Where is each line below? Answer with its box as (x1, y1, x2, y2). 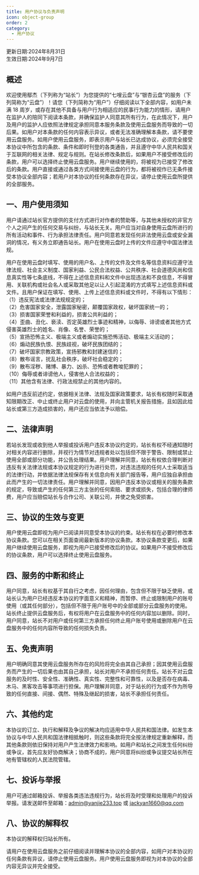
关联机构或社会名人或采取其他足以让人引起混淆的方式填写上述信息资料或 (16, 281, 193, 288)
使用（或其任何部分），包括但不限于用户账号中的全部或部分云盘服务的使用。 (6, 602, 191, 609)
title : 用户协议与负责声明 (6, 8, 65, 15)
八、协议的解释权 (6, 819, 69, 829)
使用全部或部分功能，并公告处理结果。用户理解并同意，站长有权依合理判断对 (6, 456, 193, 463)
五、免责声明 (6, 643, 53, 654)
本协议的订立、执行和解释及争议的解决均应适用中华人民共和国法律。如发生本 (6, 726, 193, 733)
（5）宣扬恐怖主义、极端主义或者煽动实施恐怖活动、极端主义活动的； (6, 333, 176, 340)
